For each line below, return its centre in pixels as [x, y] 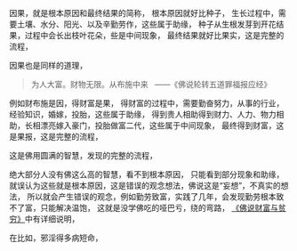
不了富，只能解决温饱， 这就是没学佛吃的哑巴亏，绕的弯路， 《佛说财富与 [144, 208]
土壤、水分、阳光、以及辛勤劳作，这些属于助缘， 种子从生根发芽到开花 [146, 24]
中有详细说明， [52, 219]
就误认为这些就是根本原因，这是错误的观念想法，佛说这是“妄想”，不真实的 [145, 186]
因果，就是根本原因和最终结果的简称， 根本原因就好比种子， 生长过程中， [144, 13]
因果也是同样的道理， [48, 65]
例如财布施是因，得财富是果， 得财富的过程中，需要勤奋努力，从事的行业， [147, 103]
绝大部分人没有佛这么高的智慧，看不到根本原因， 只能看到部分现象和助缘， [147, 174]
